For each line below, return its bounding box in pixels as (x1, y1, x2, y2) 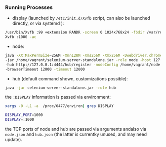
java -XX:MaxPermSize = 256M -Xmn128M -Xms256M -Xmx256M (5, 53, 121, 58)
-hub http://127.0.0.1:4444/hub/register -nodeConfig (5, 62, 119, 67)
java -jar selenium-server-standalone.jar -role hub (5, 85, 116, 90)
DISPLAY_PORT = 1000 (5, 112, 43, 117)
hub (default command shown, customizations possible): (12, 75, 128, 81)
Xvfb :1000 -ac (5, 35, 37, 39)
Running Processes (5, 4, 53, 11)
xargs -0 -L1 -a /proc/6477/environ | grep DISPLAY (5, 104, 114, 109)
